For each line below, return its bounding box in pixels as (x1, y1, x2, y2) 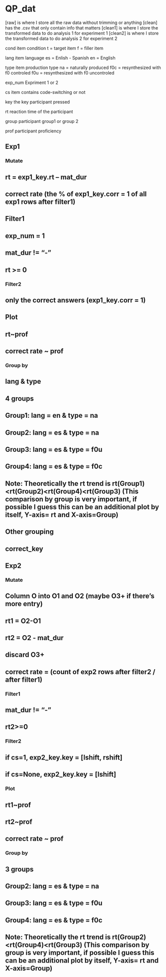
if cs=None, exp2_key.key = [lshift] (5, 770, 116, 779)
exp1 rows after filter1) (5, 198, 76, 206)
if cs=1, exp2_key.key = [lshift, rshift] (5, 753, 123, 762)
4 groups (5, 394, 34, 403)
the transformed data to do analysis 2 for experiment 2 (5, 35, 118, 41)
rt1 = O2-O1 (5, 617, 41, 625)
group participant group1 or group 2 (5, 118, 79, 124)
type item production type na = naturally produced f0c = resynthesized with (5, 64, 161, 70)
